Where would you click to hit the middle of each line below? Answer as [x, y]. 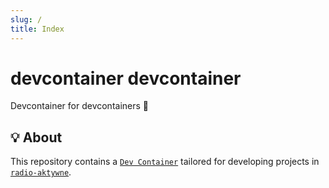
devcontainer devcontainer [126, 78]
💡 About [36, 137]
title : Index [37, 29]
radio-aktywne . [41, 172]
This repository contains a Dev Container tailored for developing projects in [165, 162]
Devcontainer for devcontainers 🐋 [80, 106]
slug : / [26, 19]
